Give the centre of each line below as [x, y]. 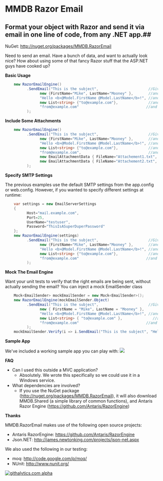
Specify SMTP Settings [29, 175]
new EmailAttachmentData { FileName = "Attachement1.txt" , [98, 157]
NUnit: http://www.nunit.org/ [41, 464]
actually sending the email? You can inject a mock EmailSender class [74, 287]
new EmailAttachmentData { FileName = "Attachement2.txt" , [98, 162]
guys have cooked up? [28, 66]
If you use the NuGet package [49, 391]
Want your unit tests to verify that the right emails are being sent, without [78, 281]
